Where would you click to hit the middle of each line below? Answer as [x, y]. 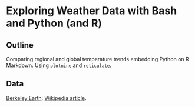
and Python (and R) [54, 23]
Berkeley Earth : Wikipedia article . [46, 98]
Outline [20, 45]
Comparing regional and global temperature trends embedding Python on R [98, 59]
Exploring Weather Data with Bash [92, 11]
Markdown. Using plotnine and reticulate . [59, 65]
